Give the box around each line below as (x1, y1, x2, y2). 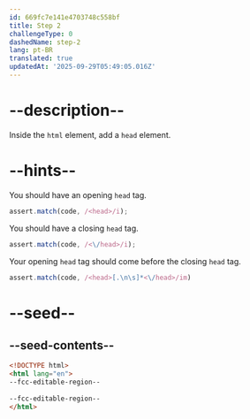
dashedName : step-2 (9, 37, 81, 47)
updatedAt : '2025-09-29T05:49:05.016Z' (9, 63, 156, 72)
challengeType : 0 (9, 29, 73, 38)
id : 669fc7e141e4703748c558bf (9, 12, 121, 22)
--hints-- (9, 161, 77, 180)
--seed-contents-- (9, 338, 115, 353)
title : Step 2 (9, 21, 62, 30)
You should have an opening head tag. (9, 189, 148, 200)
